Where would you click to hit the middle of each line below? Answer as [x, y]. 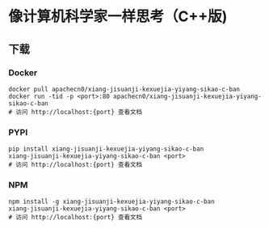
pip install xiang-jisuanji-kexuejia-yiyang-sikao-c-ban [106, 149]
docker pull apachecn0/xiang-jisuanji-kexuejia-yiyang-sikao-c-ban [124, 89]
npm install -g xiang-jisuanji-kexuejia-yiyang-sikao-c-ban [112, 202]
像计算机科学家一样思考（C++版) [118, 17]
